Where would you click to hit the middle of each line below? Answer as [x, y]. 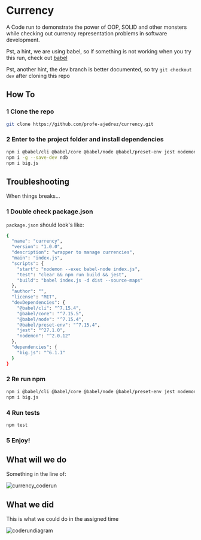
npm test [17, 425]
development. [23, 40]
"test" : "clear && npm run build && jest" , [72, 274]
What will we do [36, 460]
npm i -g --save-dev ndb [37, 157]
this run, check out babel [37, 58]
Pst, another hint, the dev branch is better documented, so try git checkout [99, 69]
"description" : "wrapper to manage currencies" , [73, 252]
